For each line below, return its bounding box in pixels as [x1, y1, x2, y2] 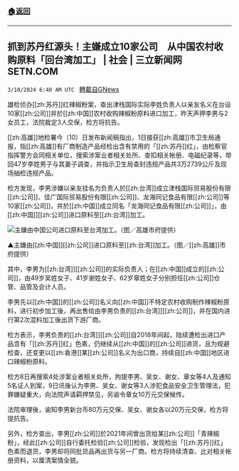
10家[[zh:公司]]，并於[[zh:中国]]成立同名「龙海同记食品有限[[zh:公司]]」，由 [7, 201, 227, 211]
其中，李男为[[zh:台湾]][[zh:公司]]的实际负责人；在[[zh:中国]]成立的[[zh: [7, 265, 218, 273]
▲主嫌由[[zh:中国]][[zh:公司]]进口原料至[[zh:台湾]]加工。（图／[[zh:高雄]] [7, 240, 221, 250]
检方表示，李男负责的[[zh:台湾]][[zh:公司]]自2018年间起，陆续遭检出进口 [7, 331, 220, 339]
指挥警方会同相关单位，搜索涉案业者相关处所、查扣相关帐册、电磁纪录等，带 [7, 151, 232, 159]
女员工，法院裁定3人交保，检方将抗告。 [7, 118, 124, 127]
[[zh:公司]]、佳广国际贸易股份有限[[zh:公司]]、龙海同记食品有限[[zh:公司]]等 [7, 193, 230, 201]
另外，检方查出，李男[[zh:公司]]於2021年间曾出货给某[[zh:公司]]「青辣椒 [7, 429, 220, 438]
